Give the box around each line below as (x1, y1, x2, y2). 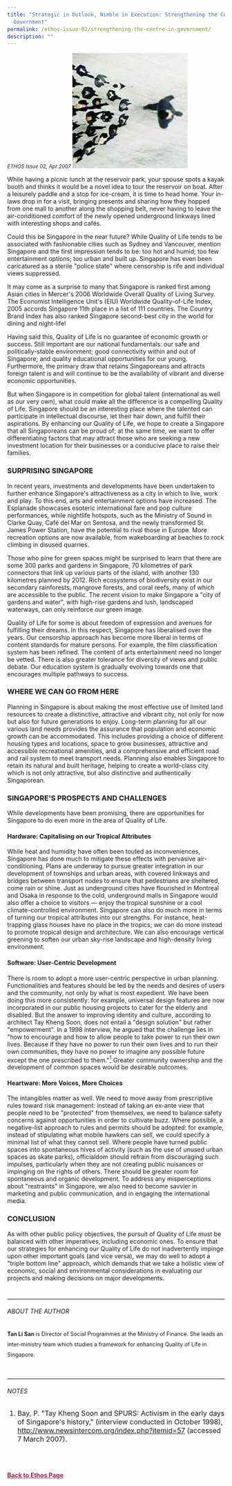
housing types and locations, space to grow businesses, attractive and (7, 739, 209, 747)
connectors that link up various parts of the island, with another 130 (7, 568, 200, 576)
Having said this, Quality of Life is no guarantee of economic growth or (7, 333, 209, 341)
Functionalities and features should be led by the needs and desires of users (7, 981, 225, 990)
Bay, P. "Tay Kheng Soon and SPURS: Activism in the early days (17, 1408, 225, 1418)
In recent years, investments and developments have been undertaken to (7, 482, 215, 490)
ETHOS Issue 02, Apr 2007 (7, 163, 71, 170)
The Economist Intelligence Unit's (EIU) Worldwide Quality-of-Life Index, (7, 297, 213, 306)
